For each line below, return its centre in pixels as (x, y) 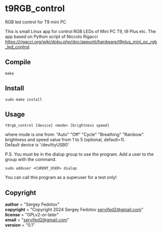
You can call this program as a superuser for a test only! (61, 178)
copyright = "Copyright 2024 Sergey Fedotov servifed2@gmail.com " (74, 210)
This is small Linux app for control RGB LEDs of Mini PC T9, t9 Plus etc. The (81, 31)
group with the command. (31, 160)
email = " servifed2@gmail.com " (37, 220)
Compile (18, 62)
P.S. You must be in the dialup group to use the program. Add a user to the (79, 154)
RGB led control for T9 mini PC (36, 22)
